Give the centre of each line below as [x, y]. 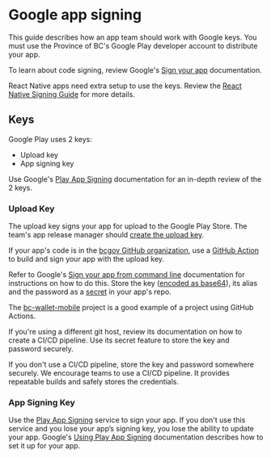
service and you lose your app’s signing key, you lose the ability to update [131, 429]
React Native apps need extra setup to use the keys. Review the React [125, 86]
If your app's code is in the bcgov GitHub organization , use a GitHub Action [133, 250]
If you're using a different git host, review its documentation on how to [125, 332]
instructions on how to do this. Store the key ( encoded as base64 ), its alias [133, 284]
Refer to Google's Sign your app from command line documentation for [127, 275]
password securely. [41, 349]
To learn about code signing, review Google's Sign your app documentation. [135, 69]
